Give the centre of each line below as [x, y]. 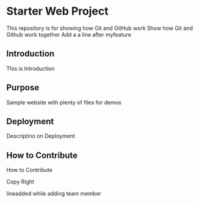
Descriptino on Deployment [41, 136]
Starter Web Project [57, 11]
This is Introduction [31, 68]
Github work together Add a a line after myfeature [69, 34]
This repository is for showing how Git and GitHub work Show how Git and [100, 28]
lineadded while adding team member [54, 194]
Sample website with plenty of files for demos [64, 102]
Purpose [23, 87]
